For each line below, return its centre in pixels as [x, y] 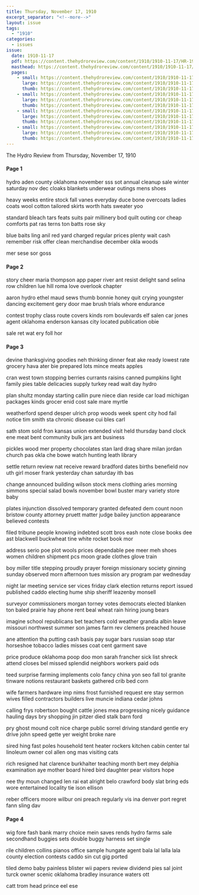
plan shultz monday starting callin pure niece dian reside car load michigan [98, 395]
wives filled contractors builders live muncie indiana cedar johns [84, 699]
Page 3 [15, 347]
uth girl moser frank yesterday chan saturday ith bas [70, 473]
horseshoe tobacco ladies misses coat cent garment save [76, 645]
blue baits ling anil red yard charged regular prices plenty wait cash [88, 235]
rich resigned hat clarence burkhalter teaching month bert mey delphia [92, 764]
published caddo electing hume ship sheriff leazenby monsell [81, 592]
